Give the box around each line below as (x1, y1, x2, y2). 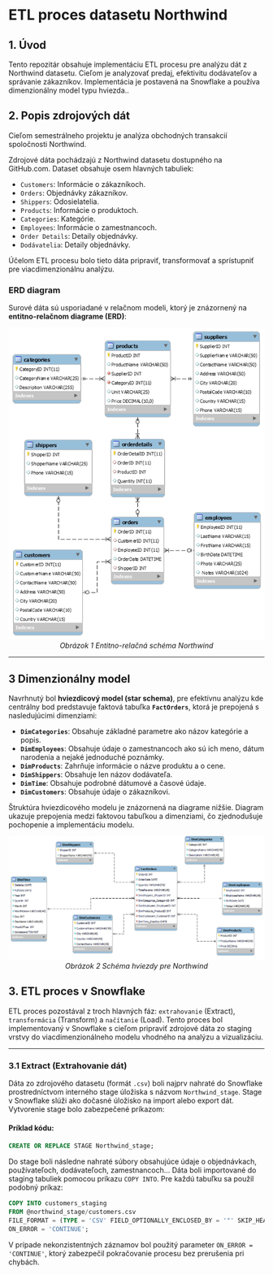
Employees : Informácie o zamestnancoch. (19, 222, 157, 232)
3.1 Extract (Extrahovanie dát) (8, 1060, 128, 1071)
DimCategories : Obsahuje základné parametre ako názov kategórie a (19, 726, 249, 736)
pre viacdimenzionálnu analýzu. (8, 264, 115, 274)
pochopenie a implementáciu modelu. (8, 820, 135, 830)
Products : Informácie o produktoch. (19, 205, 139, 215)
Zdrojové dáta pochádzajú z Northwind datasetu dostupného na (8, 154, 223, 164)
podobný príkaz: (8, 1182, 63, 1192)
